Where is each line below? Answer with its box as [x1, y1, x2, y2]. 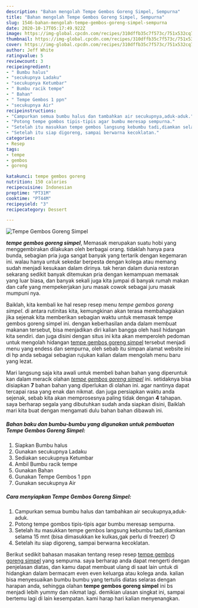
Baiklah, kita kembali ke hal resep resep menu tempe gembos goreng [6, 301, 174, 308]
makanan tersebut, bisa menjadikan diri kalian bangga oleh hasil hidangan [6, 326, 186, 333]
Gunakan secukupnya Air [14, 480, 76, 487]
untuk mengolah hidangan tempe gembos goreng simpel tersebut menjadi [6, 339, 186, 346]
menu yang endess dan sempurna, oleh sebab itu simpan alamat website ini [6, 345, 190, 352]
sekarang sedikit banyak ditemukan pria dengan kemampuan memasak [6, 271, 179, 278]
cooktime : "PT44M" [6, 195, 51, 201]
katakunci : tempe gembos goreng [6, 173, 85, 179]
